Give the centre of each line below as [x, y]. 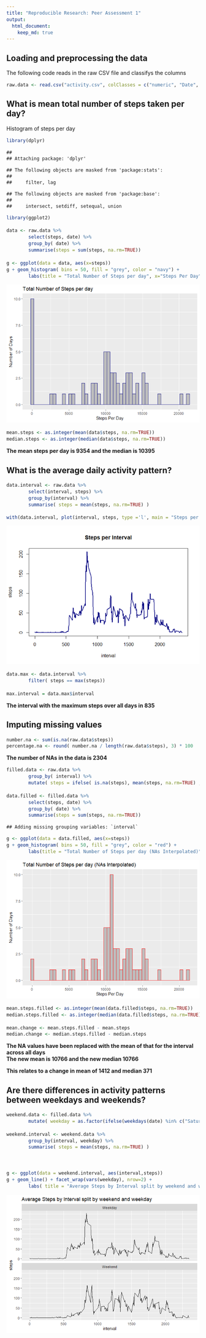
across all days [26, 1053]
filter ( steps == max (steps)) [67, 681]
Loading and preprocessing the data [77, 58]
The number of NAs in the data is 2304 [57, 758]
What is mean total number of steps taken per [96, 104]
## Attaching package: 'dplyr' [46, 159]
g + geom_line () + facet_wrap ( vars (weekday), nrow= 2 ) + [79, 1179]
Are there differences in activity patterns [86, 1090]
